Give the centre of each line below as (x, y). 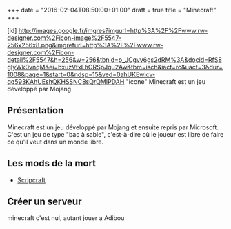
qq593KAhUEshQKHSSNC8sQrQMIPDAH (66, 81)
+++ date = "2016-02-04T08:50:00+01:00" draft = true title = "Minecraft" (112, 10)
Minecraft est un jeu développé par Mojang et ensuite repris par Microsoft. (113, 127)
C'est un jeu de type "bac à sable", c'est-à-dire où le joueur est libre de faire (115, 134)
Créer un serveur (44, 202)
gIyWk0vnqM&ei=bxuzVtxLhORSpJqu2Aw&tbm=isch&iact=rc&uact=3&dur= (115, 67)
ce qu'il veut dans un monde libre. (56, 142)
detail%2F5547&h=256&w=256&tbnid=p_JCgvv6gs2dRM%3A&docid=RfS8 (115, 60)
